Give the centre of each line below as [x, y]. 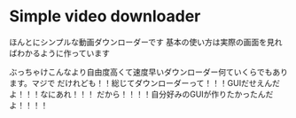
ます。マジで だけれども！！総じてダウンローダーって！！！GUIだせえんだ [145, 83]
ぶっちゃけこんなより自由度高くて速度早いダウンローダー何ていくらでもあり [148, 72]
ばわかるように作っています [60, 53]
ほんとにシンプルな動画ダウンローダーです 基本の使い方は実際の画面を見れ [146, 42]
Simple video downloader [105, 16]
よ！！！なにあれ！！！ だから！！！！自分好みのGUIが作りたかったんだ [141, 94]
